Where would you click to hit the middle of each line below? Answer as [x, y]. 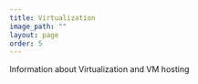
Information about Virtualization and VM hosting [99, 69]
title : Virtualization [52, 18]
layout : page [34, 35]
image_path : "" [38, 26]
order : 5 [26, 43]
